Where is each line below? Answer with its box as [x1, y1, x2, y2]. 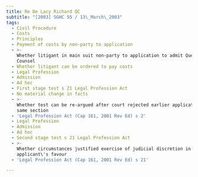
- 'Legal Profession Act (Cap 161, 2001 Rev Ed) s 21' [11, 157, 149, 163]
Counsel [16, 58, 35, 64]
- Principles [11, 36, 44, 42]
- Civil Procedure [11, 25, 57, 31]
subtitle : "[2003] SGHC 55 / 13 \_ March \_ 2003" [6, 14, 123, 20]
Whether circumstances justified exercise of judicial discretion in [16, 146, 192, 152]
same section [16, 107, 49, 113]
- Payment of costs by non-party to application [11, 42, 133, 48]
